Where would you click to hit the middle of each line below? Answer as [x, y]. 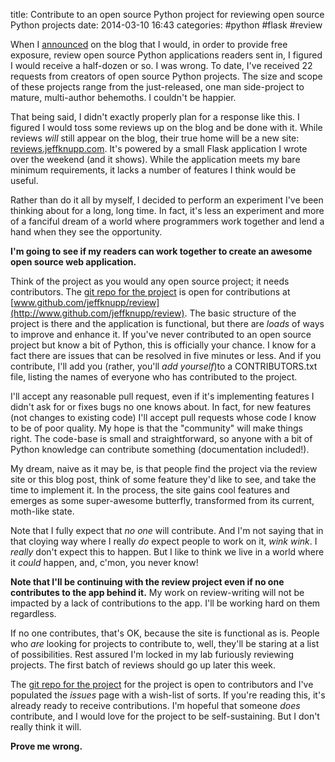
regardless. [33, 613]
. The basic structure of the [240, 313]
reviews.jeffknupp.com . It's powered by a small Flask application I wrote [159, 148]
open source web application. [73, 262]
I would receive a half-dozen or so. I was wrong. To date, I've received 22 [161, 65]
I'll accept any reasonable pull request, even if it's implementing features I [162, 396]
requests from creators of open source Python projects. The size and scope [166, 76]
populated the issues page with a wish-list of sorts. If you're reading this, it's [168, 695]
